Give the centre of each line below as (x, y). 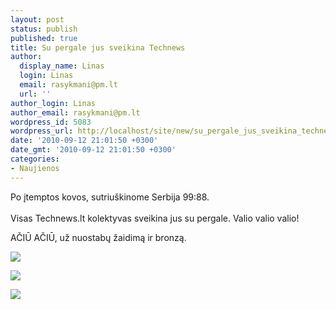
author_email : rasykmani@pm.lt (75, 112)
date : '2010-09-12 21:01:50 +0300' (84, 141)
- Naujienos (35, 168)
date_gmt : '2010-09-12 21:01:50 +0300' (93, 150)
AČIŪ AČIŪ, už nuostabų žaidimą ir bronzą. (98, 237)
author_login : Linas (53, 103)
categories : (35, 159)
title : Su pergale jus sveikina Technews (98, 47)
